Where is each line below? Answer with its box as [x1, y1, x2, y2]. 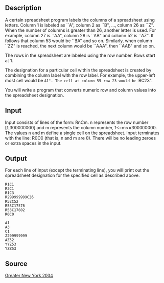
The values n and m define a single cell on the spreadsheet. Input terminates [5, 130, 160, 136]
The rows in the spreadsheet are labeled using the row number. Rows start [5, 52, 156, 58]
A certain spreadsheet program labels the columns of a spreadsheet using [5, 17, 155, 23]
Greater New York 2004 [5, 273, 53, 279]
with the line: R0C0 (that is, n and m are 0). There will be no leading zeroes [5, 135, 156, 141]
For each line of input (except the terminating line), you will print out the [5, 167, 149, 173]
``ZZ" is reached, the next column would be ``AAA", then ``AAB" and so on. [5, 43, 155, 48]
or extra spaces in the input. [5, 140, 62, 146]
